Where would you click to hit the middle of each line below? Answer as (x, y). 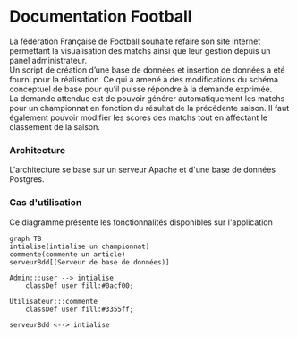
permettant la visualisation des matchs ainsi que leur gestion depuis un (140, 50)
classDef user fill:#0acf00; (80, 285)
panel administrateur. (48, 60)
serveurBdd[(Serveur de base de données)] (89, 262)
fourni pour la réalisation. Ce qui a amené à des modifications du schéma (144, 79)
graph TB (25, 238)
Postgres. (27, 179)
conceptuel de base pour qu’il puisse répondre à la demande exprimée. (141, 89)
